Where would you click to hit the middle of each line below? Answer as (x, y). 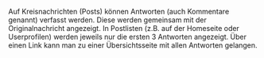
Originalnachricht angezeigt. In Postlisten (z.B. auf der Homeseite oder (124, 28)
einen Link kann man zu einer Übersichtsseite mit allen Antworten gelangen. (133, 45)
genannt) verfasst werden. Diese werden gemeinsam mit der (107, 20)
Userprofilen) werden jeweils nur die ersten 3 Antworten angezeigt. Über (128, 37)
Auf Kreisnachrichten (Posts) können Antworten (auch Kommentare (119, 12)
